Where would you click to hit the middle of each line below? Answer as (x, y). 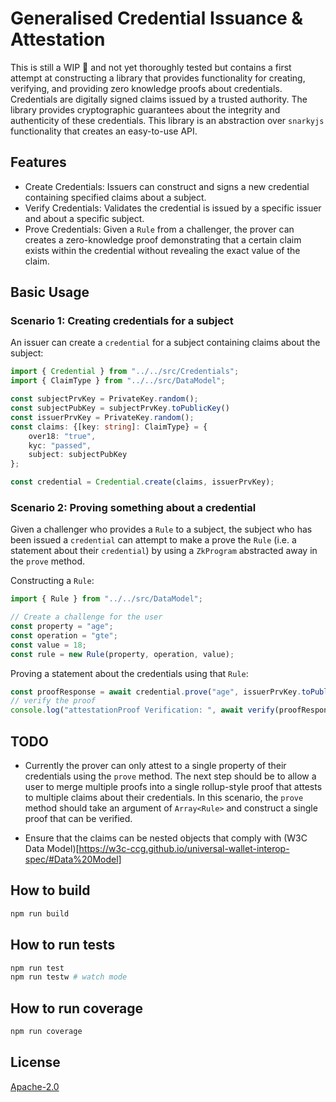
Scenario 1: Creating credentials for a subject (122, 321)
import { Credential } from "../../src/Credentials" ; (125, 372)
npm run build (40, 913)
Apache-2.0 (35, 1086)
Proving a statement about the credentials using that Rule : (129, 673)
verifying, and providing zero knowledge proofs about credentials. (146, 88)
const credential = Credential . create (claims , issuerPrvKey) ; (142, 482)
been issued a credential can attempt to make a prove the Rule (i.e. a (153, 540)
